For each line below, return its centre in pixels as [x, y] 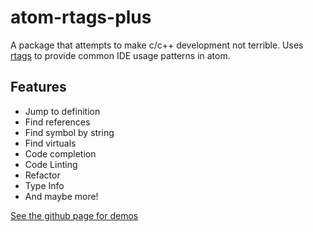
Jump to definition [62, 111]
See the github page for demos [74, 215]
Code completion [60, 153]
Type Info [44, 185]
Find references [57, 122]
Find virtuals [50, 143]
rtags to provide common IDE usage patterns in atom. [120, 55]
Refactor [42, 175]
